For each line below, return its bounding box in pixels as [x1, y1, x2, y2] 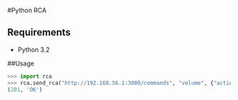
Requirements [7, 26, 71, 38]
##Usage [7, 59, 35, 67]
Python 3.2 [17, 45, 50, 54]
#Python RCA [7, 6, 47, 14]
